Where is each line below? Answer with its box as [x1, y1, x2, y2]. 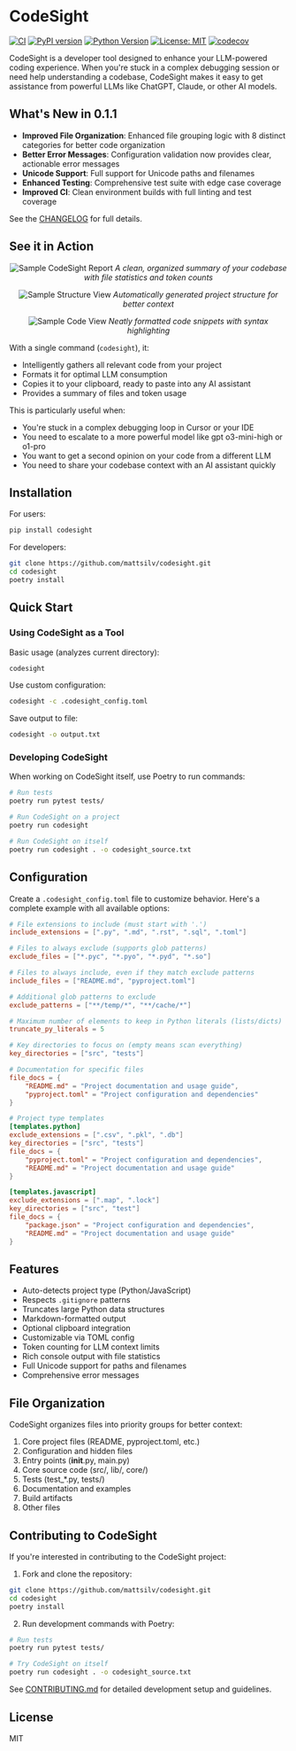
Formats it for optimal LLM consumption [21, 369, 168, 379]
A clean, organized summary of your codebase [114, 262, 287, 273]
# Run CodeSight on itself [9, 837, 109, 845]
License [9, 1709, 54, 1724]
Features [9, 1261, 59, 1277]
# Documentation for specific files [9, 1065, 144, 1074]
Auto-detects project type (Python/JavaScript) [21, 1285, 192, 1296]
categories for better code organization [21, 139, 166, 150]
